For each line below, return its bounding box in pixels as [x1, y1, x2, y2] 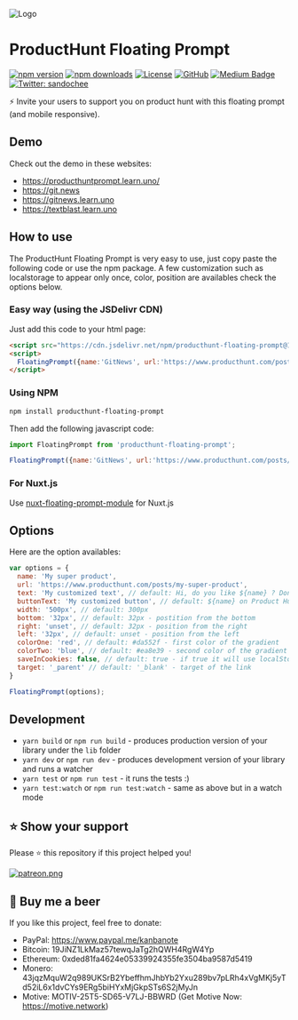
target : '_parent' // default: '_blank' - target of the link [17, 663, 252, 672]
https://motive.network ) [21, 1000, 109, 1011]
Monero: [21, 962, 53, 973]
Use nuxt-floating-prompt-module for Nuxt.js [9, 498, 175, 508]
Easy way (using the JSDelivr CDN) [9, 303, 163, 315]
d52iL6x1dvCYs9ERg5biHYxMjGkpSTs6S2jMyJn [21, 982, 199, 992]
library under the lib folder [21, 745, 122, 755]
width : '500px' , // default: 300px [17, 605, 149, 614]
